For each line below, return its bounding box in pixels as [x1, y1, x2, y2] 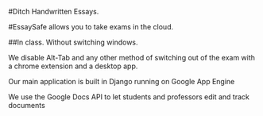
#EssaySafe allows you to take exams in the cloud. [8, 22, 173, 31]
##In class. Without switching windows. [8, 37, 138, 47]
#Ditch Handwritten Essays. [8, 7, 99, 16]
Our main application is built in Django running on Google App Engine [8, 77, 235, 86]
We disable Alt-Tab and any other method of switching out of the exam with [8, 53, 256, 62]
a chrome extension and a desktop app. [8, 61, 138, 71]
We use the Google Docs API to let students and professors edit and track [8, 92, 250, 102]
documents [8, 101, 45, 110]
